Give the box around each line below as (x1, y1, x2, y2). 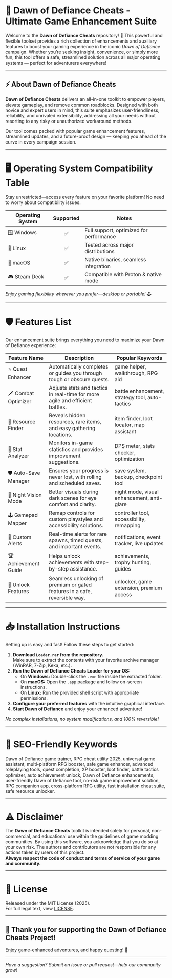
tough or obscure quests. (49, 376, 110, 383)
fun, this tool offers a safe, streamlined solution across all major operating (5, 54, 161, 60)
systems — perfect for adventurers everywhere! (5, 59, 107, 66)
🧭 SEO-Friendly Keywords (5, 738, 118, 750)
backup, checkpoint (114, 473, 163, 480)
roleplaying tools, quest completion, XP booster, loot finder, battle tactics (5, 766, 159, 772)
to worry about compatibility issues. (5, 199, 81, 206)
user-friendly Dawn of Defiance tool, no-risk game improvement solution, (5, 777, 160, 783)
